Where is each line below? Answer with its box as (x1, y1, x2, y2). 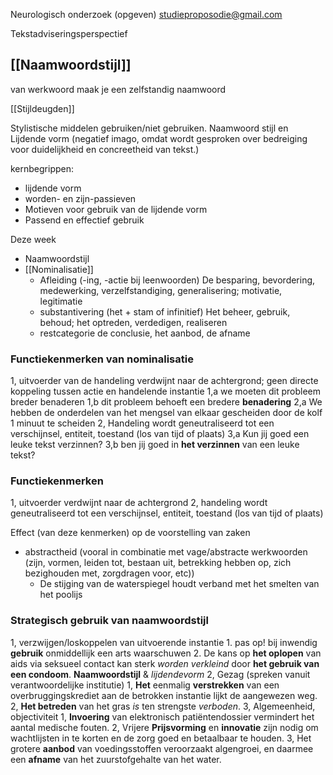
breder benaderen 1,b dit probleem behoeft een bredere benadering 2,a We (10, 396, 323, 408)
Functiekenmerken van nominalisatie (10, 352, 194, 366)
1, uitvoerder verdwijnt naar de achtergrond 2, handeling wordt (10, 497, 268, 509)
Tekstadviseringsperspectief (10, 28, 128, 39)
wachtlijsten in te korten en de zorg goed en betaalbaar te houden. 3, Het (10, 732, 312, 744)
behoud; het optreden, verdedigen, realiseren (39, 316, 228, 328)
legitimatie (39, 295, 83, 307)
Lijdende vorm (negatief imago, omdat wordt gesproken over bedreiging (10, 132, 308, 144)
